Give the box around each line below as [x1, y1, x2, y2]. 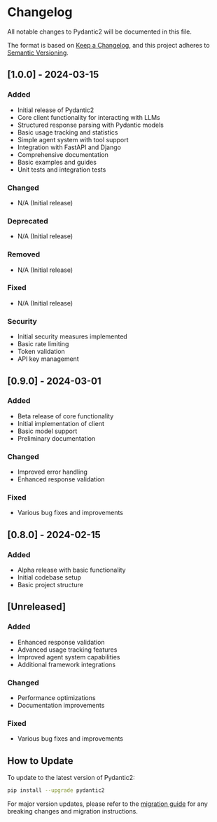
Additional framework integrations [17, 660, 116, 669]
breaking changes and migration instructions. [7, 807, 138, 816]
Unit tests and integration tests [17, 165, 106, 174]
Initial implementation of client [17, 419, 105, 427]
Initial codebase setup [17, 573, 82, 582]
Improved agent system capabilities [17, 652, 120, 661]
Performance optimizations [17, 694, 96, 702]
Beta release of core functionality [17, 411, 114, 420]
